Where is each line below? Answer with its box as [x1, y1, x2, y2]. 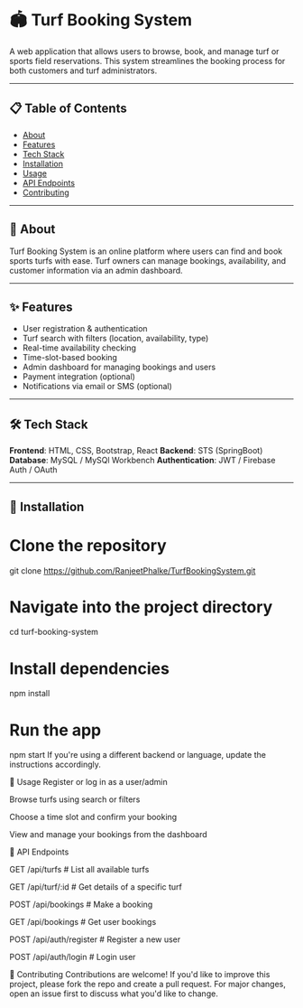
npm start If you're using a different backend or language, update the [9, 750, 266, 761]
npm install [9, 688, 50, 699]
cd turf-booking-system [9, 627, 99, 638]
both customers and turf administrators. [9, 65, 158, 76]
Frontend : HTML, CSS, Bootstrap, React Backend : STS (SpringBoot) [9, 445, 263, 456]
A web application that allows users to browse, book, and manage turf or [9, 45, 280, 57]
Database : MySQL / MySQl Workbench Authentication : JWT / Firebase [9, 455, 276, 466]
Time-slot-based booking [22, 352, 117, 363]
